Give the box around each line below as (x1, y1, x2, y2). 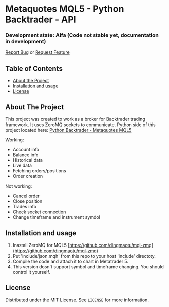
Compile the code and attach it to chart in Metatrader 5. (12, 258, 129, 264)
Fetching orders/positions (12, 168, 67, 174)
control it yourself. (12, 269, 50, 275)
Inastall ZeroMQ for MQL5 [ (12, 242, 70, 248)
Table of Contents (5, 64, 63, 73)
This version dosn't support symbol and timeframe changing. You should (12, 263, 164, 270)
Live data (12, 162, 32, 169)
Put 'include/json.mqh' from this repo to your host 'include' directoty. (12, 253, 156, 259)
